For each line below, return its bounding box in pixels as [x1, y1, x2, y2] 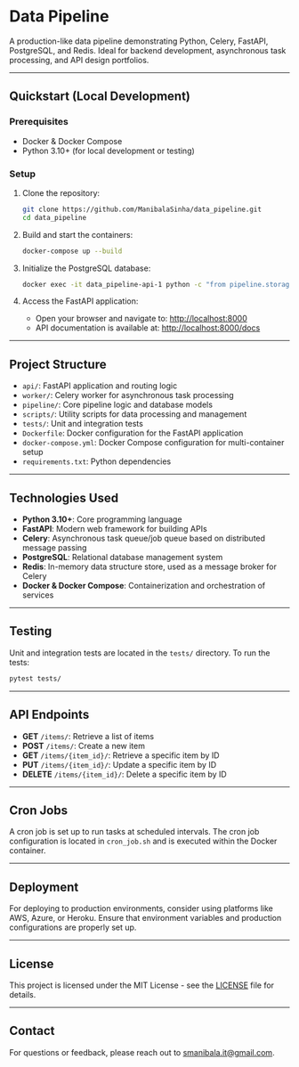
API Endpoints [9, 707, 90, 722]
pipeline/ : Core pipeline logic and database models [21, 399, 214, 411]
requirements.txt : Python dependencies [21, 456, 172, 467]
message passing [21, 542, 87, 553]
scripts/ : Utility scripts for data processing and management [21, 409, 247, 419]
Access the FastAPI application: [21, 296, 139, 306]
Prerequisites [9, 116, 69, 128]
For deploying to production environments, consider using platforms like [9, 903, 273, 914]
